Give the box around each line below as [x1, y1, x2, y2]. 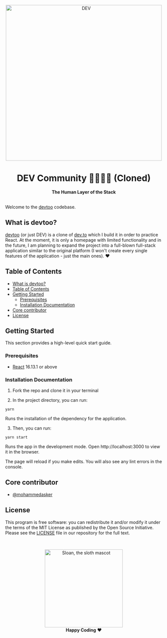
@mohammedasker [12, 491, 53, 497]
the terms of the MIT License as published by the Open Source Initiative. [5, 524, 154, 530]
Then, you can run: [12, 425, 51, 431]
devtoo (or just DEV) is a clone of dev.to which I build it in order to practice [5, 231, 159, 238]
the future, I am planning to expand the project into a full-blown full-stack [5, 242, 156, 248]
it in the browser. [5, 449, 40, 455]
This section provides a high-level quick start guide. [5, 340, 112, 346]
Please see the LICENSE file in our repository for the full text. [5, 530, 130, 536]
